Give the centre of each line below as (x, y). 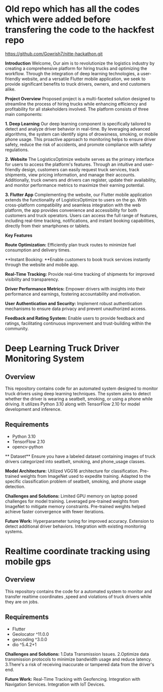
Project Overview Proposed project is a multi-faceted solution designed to (80, 98)
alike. (10, 89)
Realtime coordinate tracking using (78, 551)
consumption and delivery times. (38, 250)
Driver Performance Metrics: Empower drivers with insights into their (75, 289)
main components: (24, 114)
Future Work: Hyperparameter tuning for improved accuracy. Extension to (80, 521)
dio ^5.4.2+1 (24, 645)
